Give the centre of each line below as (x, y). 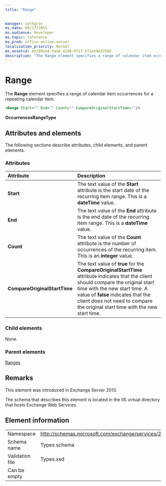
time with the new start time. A (113, 289)
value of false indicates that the (114, 295)
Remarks (19, 378)
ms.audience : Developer (30, 33)
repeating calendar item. (30, 99)
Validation (19, 456)
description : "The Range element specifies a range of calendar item (78, 56)
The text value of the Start (108, 184)
